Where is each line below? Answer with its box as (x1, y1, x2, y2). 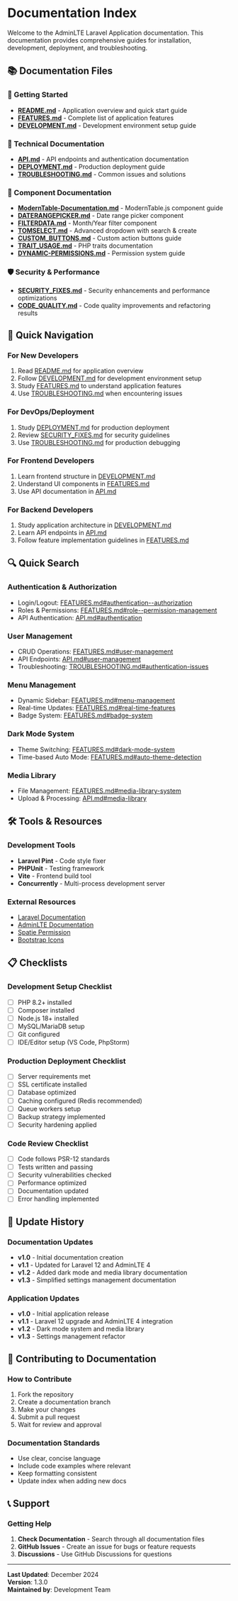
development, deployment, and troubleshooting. (7, 43, 148, 52)
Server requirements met (17, 1072, 91, 1081)
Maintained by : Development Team (7, 1585, 111, 1594)
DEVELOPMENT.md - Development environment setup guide (17, 121, 197, 129)
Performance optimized (17, 1179, 87, 1187)
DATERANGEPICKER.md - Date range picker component (17, 211, 184, 220)
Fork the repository (17, 1390, 74, 1399)
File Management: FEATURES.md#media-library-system (17, 786, 182, 795)
